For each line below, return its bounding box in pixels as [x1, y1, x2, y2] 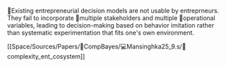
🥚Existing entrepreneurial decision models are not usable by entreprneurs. [7, 7, 220, 15]
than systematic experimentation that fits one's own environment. [7, 28, 195, 37]
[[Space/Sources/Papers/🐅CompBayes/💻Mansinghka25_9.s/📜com [7, 42, 186, 50]
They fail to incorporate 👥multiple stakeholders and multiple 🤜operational [7, 14, 216, 22]
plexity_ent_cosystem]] [7, 52, 85, 60]
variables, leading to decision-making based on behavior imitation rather [7, 21, 215, 29]
